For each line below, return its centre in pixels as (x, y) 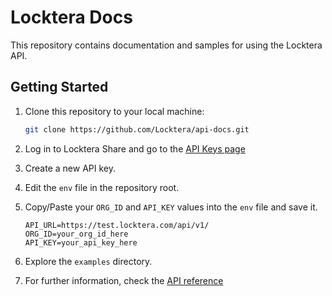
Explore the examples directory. (88, 261)
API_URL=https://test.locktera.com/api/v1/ (117, 225)
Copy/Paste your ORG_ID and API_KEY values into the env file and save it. (171, 207)
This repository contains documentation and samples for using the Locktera (166, 45)
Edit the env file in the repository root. (102, 187)
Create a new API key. (70, 168)
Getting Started (59, 87)
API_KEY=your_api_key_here (81, 242)
